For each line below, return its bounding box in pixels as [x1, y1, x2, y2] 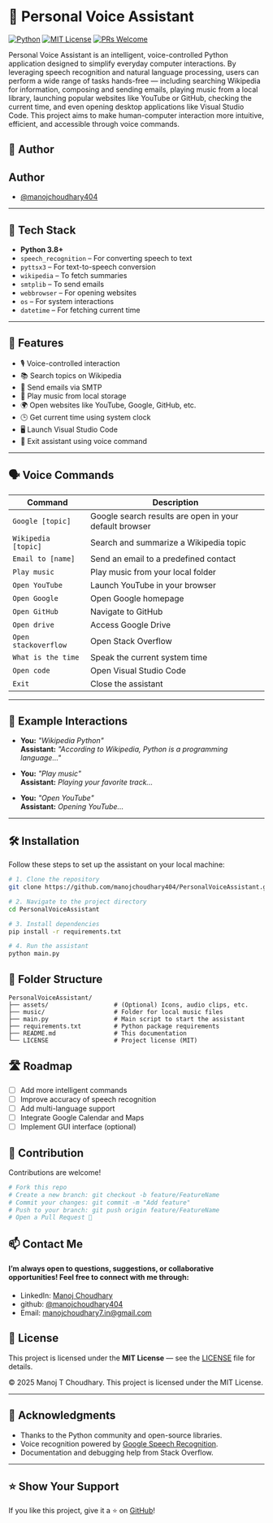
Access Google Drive [90, 619, 171, 630]
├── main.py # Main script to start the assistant [8, 1016, 245, 1024]
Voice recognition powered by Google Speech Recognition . [19, 1438, 219, 1448]
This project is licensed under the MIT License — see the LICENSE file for [8, 1353, 256, 1363]
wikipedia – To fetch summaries [19, 270, 128, 280]
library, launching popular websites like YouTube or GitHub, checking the [8, 93, 252, 102]
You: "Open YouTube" [19, 793, 95, 803]
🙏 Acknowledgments [8, 1408, 116, 1422]
